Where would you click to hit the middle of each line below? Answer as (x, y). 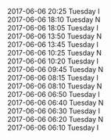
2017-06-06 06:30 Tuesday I (54, 111)
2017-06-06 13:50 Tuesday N (55, 36)
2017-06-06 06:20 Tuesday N (55, 119)
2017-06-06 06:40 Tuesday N (55, 102)
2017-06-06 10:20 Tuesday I (53, 61)
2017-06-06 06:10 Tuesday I (53, 127)
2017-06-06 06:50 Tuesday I (54, 94)
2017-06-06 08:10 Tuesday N (55, 86)
